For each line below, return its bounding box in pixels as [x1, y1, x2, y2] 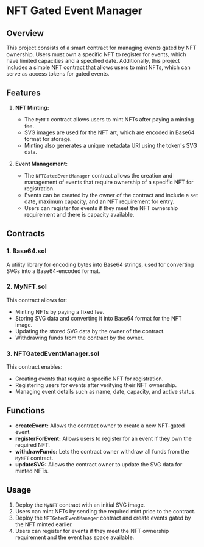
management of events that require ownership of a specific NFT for [24, 178, 194, 186]
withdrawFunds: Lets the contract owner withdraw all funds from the [15, 447, 189, 455]
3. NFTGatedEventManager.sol [6, 349, 99, 358]
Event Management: [15, 160, 68, 167]
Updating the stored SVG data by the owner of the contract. [15, 327, 166, 335]
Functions [6, 405, 46, 416]
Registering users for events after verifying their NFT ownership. [15, 382, 177, 389]
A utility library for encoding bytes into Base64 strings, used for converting [6, 261, 194, 268]
